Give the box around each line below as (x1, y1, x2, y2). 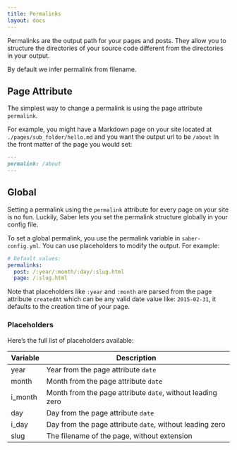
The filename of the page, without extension (46, 431, 193, 441)
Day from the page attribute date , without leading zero (46, 419, 226, 429)
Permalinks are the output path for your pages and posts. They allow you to (7, 36, 227, 44)
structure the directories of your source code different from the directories (7, 44, 224, 52)
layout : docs (7, 17, 46, 24)
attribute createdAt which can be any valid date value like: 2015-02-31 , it (7, 295, 217, 303)
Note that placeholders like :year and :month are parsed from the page (7, 287, 212, 296)
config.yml (7, 243, 39, 250)
